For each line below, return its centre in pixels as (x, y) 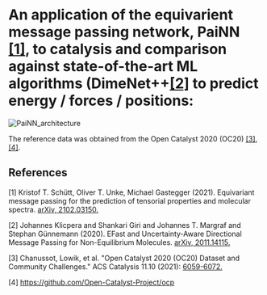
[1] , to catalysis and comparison (118, 49)
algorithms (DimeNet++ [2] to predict (134, 84)
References (38, 173)
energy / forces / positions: (101, 101)
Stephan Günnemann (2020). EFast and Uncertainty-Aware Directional (125, 234)
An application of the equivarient (121, 15)
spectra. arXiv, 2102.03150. (54, 209)
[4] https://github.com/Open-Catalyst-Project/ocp (92, 282)
